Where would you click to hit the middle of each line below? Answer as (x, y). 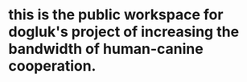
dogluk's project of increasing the (124, 32)
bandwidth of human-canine (106, 49)
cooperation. (52, 66)
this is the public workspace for (116, 15)
